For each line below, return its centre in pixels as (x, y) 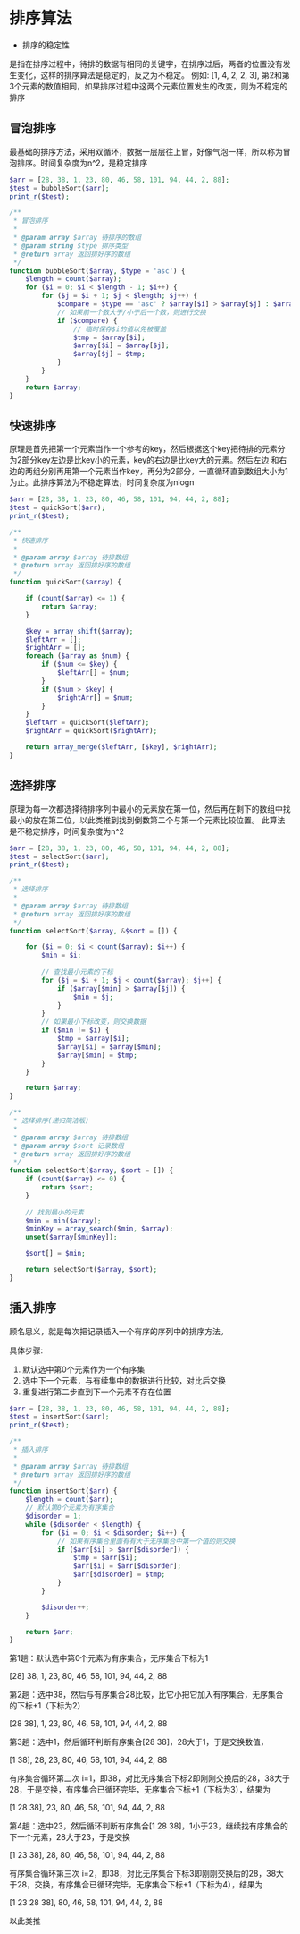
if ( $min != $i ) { (75, 1030)
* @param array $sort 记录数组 (69, 1146)
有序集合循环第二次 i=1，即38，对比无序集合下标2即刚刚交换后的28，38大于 (150, 1778)
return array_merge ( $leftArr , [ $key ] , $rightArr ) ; (121, 747)
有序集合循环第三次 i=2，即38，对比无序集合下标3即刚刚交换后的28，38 (143, 1874)
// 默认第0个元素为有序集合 (70, 1508)
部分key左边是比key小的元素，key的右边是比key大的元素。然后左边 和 (150, 460)
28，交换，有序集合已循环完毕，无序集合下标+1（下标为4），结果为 (140, 1885)
